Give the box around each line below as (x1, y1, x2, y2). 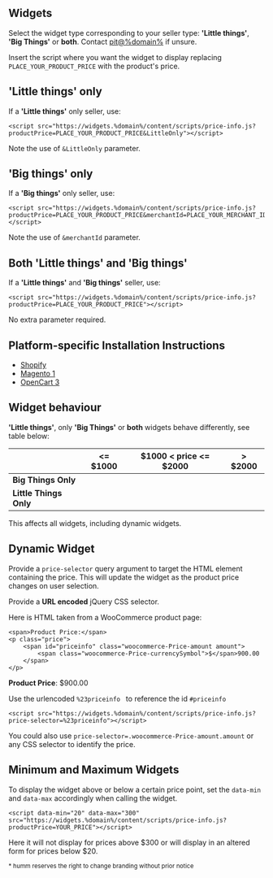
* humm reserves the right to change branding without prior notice (8, 862, 194, 870)
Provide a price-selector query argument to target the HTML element (8, 563, 243, 573)
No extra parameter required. (8, 315, 106, 324)
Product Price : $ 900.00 (8, 678, 89, 688)
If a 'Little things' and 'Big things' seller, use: (8, 278, 161, 288)
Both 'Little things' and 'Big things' (8, 256, 188, 270)
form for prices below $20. (8, 845, 98, 856)
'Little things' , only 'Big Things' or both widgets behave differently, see (8, 422, 250, 432)
